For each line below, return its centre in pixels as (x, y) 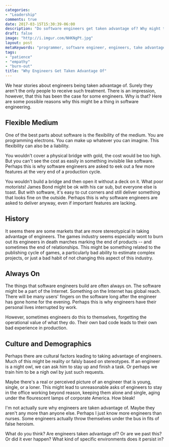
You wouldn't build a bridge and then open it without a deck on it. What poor (84, 181)
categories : (18, 10)
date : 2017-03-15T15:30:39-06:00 (40, 24)
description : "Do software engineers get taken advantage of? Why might (83, 29)
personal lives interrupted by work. (41, 307)
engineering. (18, 107)
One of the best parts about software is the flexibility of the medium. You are (84, 135)
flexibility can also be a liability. (37, 146)
